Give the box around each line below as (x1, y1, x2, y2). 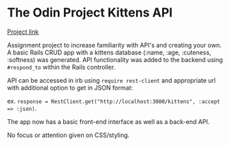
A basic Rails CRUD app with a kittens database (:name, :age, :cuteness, (7, 48, 211, 56)
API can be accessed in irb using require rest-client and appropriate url (7, 76, 216, 84)
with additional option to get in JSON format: (7, 83, 133, 92)
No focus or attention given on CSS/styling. (7, 131, 130, 139)
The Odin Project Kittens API (7, 5, 173, 21)
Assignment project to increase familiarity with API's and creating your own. (7, 41, 222, 49)
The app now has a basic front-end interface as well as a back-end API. (7, 117, 210, 125)
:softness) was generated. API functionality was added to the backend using (7, 55, 223, 63)
